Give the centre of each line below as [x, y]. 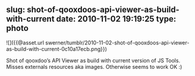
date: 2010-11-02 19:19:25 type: [116, 19]
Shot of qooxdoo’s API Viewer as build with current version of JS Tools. [93, 60]
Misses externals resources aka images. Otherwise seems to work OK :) [94, 66]
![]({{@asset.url [25, 42]
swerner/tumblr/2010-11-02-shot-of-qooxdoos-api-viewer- [117, 42]
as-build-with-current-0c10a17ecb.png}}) [56, 49]
